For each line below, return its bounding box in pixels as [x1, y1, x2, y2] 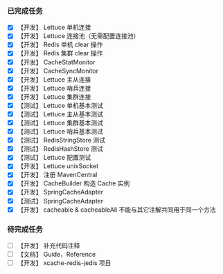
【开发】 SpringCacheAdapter [17, 188, 104, 197]
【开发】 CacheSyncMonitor [17, 66, 99, 75]
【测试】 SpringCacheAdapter [17, 197, 104, 205]
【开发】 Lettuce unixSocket [17, 162, 99, 170]
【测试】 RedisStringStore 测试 [17, 136, 106, 145]
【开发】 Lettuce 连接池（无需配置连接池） [17, 32, 140, 40]
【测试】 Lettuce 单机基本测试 [17, 101, 104, 109]
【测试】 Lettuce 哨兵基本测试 [17, 127, 104, 136]
